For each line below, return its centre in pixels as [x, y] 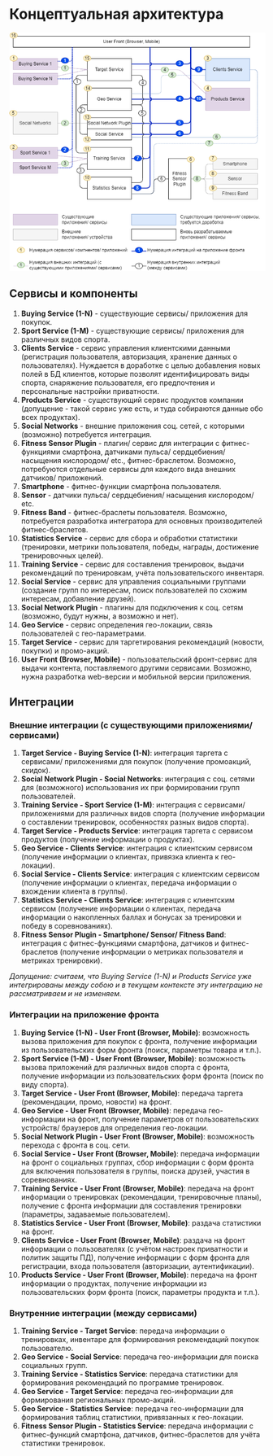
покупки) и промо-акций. [65, 650]
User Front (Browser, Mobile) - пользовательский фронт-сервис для [139, 659]
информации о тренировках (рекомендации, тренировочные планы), [141, 1196]
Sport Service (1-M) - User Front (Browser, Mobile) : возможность [133, 1058]
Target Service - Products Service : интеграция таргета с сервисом [137, 831]
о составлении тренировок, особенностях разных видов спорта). [135, 822]
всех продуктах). [50, 417]
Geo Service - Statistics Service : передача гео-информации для [132, 1409]
